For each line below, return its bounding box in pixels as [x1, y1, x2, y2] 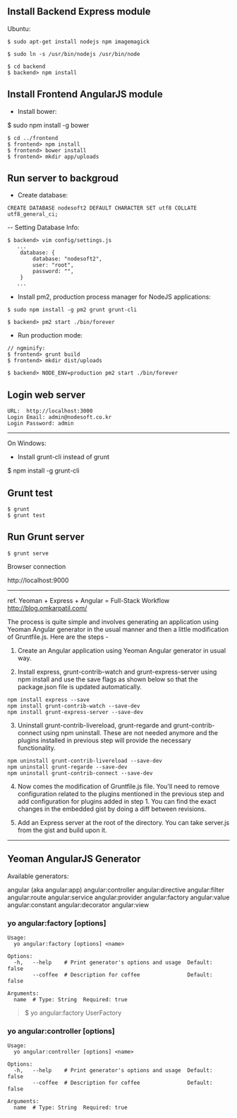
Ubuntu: [7, 24, 31, 33]
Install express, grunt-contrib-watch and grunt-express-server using [17, 667, 217, 676]
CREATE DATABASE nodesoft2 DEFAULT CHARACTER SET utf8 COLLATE [7, 204, 197, 212]
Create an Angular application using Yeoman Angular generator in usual [17, 646, 226, 655]
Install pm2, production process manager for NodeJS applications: [17, 293, 212, 301]
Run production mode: [17, 331, 83, 340]
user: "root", [32, 262, 74, 269]
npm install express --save [7, 696, 90, 703]
